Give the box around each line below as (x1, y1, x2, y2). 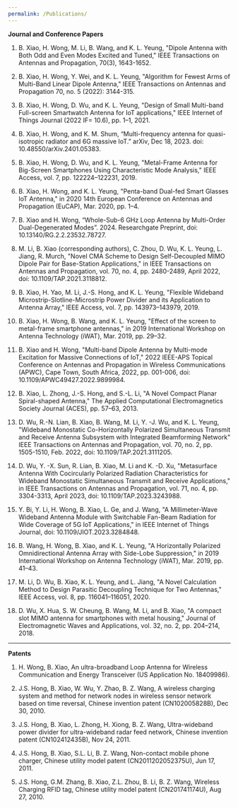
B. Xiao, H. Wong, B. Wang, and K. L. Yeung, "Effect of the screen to (18, 316, 216, 325)
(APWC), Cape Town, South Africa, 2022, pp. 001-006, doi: (18, 368, 191, 376)
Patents (8, 649, 31, 658)
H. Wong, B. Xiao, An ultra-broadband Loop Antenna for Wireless (18, 663, 208, 671)
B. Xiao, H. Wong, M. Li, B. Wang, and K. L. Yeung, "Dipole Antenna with (18, 43, 228, 52)
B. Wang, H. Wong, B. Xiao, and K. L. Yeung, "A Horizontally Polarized (18, 541, 221, 549)
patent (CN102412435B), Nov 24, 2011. (18, 735, 131, 744)
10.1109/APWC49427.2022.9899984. (18, 375, 126, 384)
